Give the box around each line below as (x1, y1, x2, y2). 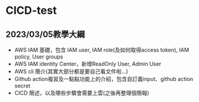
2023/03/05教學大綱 (5, 29, 85, 39)
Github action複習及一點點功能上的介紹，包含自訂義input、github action (14, 75, 194, 82)
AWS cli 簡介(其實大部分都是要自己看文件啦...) (14, 68, 128, 75)
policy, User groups (14, 53, 63, 60)
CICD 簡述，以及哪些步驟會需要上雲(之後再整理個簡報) (14, 89, 150, 97)
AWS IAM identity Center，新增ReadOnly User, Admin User (14, 60, 162, 67)
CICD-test (5, 4, 57, 18)
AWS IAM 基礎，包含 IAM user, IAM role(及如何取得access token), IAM (14, 46, 189, 53)
